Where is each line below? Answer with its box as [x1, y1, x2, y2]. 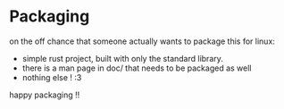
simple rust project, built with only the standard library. [21, 53, 223, 63]
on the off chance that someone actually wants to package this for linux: [9, 36, 275, 46]
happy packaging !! [9, 89, 80, 100]
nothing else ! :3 [21, 71, 82, 82]
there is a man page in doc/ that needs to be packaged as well [21, 63, 252, 73]
